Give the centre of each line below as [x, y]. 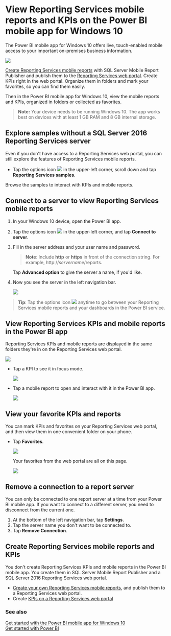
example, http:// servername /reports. [64, 262]
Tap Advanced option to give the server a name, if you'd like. [77, 272]
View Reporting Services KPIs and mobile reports [86, 324]
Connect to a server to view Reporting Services [82, 201]
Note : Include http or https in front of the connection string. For [92, 257]
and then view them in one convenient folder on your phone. [69, 432]
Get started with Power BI [32, 628]
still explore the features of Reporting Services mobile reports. [71, 159]
